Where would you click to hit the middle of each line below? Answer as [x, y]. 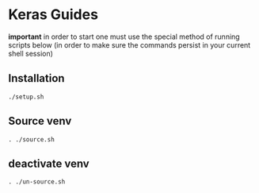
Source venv [40, 121]
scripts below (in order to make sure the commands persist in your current [129, 44]
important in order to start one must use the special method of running [124, 37]
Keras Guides [53, 15]
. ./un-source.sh [37, 182]
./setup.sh [26, 97]
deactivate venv [49, 163]
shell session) [31, 53]
